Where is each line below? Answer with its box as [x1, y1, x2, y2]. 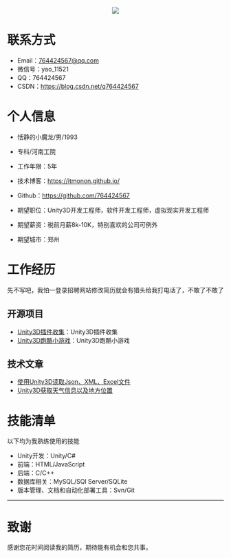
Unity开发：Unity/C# [16, 451, 76, 460]
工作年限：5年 [16, 162, 58, 170]
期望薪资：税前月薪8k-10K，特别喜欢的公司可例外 [16, 220, 158, 228]
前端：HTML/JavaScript [16, 460, 85, 469]
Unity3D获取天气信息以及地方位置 [16, 386, 113, 395]
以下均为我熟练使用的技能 [7, 437, 80, 445]
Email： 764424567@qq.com [16, 56, 100, 65]
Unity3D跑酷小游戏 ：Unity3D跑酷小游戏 [16, 336, 130, 344]
